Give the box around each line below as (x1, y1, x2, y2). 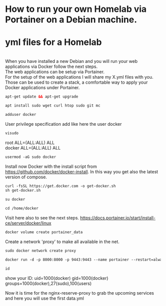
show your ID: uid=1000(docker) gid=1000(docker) (5, 275, 109, 281)
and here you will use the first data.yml (5, 295, 84, 301)
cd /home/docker (5, 206, 39, 211)
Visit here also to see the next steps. (5, 215, 79, 221)
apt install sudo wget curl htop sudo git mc (5, 103, 100, 108)
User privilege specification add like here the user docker (5, 121, 122, 127)
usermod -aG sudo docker (5, 154, 56, 159)
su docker (5, 197, 26, 202)
